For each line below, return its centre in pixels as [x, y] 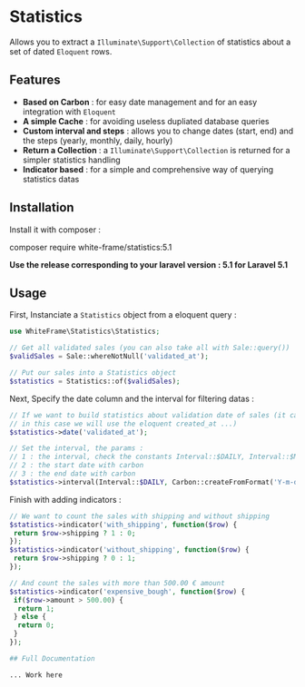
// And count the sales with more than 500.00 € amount [117, 583]
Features [35, 80]
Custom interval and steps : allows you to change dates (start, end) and [158, 131]
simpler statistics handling [71, 160]
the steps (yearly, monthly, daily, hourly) [98, 140]
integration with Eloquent [69, 112]
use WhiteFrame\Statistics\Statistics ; [85, 332]
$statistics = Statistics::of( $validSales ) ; [95, 381]
